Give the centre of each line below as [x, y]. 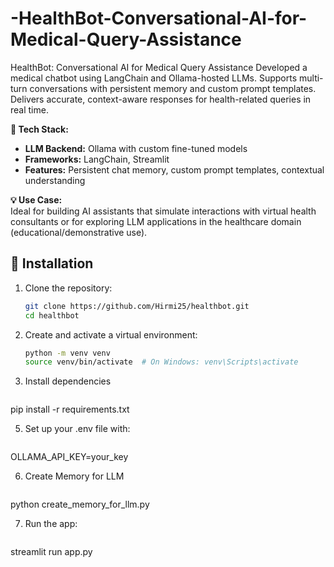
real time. [29, 109]
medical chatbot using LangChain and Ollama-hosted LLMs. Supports [154, 78]
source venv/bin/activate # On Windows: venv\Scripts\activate [161, 362]
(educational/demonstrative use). [79, 232]
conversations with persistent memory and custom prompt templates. [173, 88]
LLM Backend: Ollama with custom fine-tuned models [136, 148]
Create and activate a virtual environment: [111, 334]
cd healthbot [52, 315]
